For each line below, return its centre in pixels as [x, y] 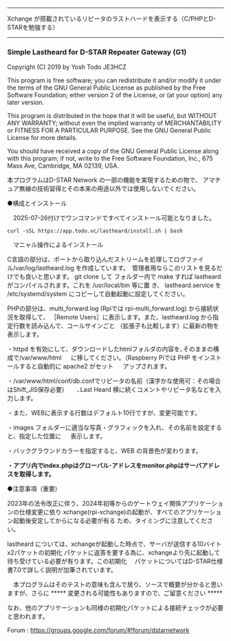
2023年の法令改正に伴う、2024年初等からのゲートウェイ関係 [95, 504]
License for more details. [42, 138]
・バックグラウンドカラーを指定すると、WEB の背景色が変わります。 [104, 451]
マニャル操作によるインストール [58, 245]
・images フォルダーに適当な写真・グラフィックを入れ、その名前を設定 [109, 428]
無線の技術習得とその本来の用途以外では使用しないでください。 [109, 189]
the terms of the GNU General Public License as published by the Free [107, 88]
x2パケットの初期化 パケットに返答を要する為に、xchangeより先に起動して [114, 553]
